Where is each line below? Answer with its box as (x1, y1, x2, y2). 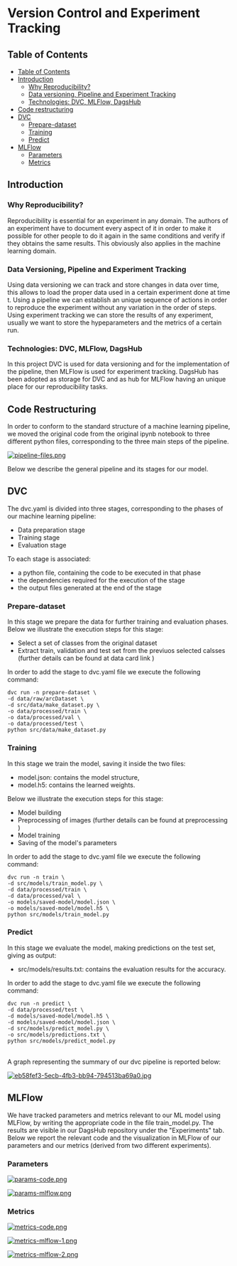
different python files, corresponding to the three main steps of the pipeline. (7, 437, 229, 446)
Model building (17, 808, 62, 817)
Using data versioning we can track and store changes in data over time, (7, 280, 219, 289)
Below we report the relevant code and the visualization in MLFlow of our (7, 1134, 221, 1142)
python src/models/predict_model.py (7, 1037, 116, 1045)
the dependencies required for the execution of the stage (17, 575, 186, 585)
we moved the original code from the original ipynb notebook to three (7, 429, 211, 439)
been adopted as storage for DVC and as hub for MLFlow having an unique (7, 375, 226, 384)
